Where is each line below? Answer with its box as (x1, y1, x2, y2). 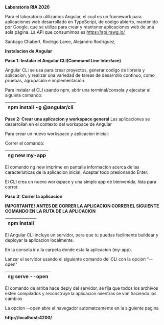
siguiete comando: (5, 93, 43, 98)
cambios (5, 296, 23, 302)
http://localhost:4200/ (5, 315, 52, 320)
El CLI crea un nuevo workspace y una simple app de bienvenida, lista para (5, 179, 157, 185)
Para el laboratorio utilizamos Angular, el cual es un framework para (5, 14, 142, 19)
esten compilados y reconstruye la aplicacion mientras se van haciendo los (5, 291, 157, 296)
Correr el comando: (5, 140, 45, 146)
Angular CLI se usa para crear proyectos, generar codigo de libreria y (5, 67, 145, 73)
